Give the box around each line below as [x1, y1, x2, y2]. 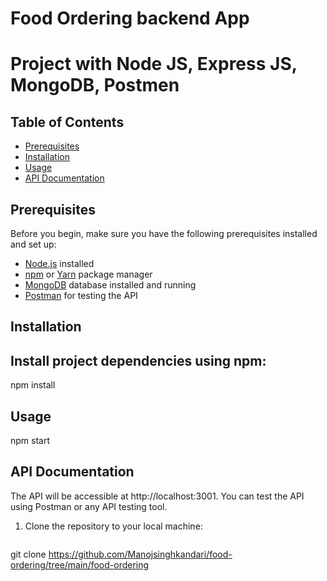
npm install [10, 379, 56, 391]
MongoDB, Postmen [10, 74, 180, 97]
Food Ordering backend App [10, 7, 250, 30]
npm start [10, 435, 51, 447]
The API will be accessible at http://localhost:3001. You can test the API [10, 490, 305, 502]
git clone [10, 548, 47, 560]
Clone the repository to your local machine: [24, 520, 203, 532]
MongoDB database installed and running [24, 279, 197, 291]
